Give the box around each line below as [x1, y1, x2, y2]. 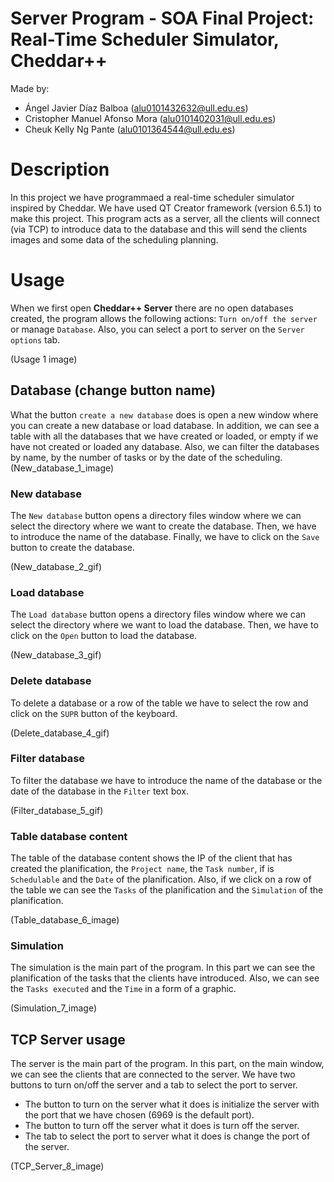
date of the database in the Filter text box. [10, 785, 189, 797]
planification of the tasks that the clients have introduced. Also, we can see [10, 972, 320, 984]
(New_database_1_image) [10, 462, 115, 474]
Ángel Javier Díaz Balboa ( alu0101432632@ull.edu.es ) [24, 102, 249, 114]
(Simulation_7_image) [10, 1002, 98, 1014]
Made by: [10, 82, 50, 94]
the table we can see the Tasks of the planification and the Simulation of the [10, 884, 324, 896]
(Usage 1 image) [10, 353, 78, 365]
